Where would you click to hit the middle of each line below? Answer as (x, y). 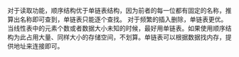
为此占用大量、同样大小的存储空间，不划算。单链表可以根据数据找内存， (119, 37)
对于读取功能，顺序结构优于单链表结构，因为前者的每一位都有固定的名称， (116, 10)
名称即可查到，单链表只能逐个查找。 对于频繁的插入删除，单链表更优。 (123, 19)
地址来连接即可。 (38, 46)
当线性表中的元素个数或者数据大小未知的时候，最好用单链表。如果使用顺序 (116, 28)
